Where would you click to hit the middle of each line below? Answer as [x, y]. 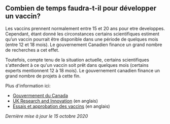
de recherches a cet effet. [32, 50]
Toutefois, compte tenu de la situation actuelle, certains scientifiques [77, 60]
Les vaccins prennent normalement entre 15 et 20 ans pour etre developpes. [85, 28]
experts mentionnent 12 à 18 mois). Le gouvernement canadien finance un [83, 70]
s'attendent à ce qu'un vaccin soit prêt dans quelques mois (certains [77, 65]
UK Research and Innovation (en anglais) [55, 101]
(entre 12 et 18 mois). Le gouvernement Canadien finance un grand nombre [84, 45]
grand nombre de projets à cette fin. [43, 76]
